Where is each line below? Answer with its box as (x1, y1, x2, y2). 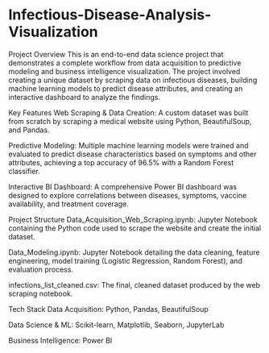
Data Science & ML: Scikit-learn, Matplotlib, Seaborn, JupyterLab (8, 320, 225, 330)
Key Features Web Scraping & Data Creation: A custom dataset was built (8, 107, 249, 118)
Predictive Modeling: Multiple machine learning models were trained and (8, 140, 249, 150)
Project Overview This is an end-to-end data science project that (8, 49, 224, 59)
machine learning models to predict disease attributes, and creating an (8, 83, 243, 93)
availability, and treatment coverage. (8, 199, 129, 209)
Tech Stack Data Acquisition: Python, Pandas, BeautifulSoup (8, 304, 209, 314)
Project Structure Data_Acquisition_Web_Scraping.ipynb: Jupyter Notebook (8, 214, 258, 224)
